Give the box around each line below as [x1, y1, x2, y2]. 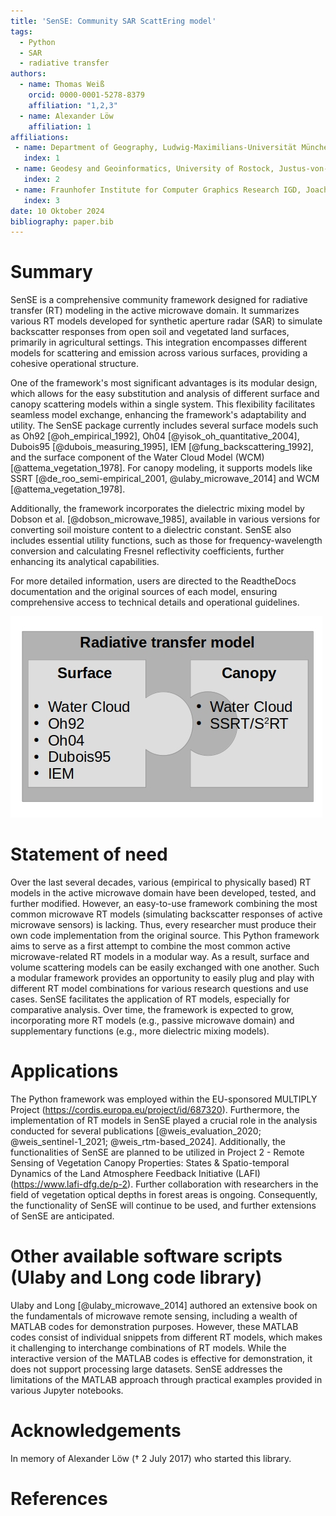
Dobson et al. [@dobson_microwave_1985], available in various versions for [10, 513, 321, 525]
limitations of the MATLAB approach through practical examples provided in [10, 1374, 323, 1385]
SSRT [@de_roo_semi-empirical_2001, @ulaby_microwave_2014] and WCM [10, 473, 320, 485]
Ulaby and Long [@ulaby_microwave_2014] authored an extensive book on [10, 1300, 318, 1311]
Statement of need [10, 843, 168, 866]
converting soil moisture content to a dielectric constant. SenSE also [10, 524, 292, 536]
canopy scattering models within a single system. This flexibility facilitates [10, 398, 316, 410]
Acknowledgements [10, 1420, 182, 1442]
